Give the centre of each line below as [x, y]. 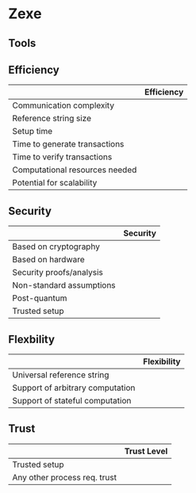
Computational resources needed [75, 170]
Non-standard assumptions [64, 285]
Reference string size [52, 118]
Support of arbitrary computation [74, 388]
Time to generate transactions [68, 144]
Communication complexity [63, 105]
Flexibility [161, 361]
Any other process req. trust [65, 477]
